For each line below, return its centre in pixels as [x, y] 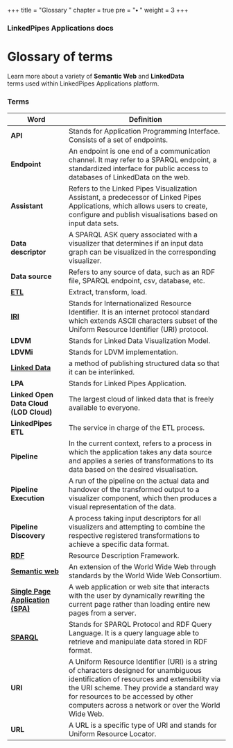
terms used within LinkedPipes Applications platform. [83, 83]
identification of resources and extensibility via [144, 679]
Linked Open [32, 395]
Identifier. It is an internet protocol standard [139, 312]
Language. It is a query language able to [134, 633]
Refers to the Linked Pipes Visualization [133, 189]
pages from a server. [102, 613]
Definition [145, 120]
